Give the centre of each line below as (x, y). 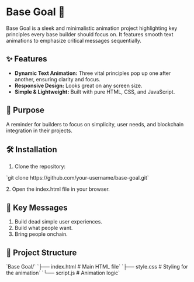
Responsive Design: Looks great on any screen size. (78, 85)
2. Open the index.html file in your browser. (58, 189)
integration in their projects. (39, 130)
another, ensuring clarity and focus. (57, 79)
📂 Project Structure (41, 252)
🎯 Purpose (25, 110)
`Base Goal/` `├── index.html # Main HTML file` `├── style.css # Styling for (97, 266)
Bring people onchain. (41, 234)
